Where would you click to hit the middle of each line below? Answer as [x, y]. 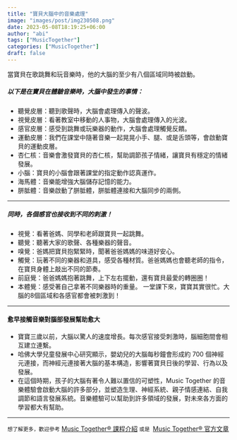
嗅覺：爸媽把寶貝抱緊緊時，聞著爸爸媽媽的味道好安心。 [98, 251]
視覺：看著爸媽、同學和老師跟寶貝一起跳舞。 [83, 233]
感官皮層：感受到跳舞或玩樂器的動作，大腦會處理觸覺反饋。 [104, 129]
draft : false [26, 54]
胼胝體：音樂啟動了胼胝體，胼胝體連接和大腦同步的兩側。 [101, 190]
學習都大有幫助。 [42, 408]
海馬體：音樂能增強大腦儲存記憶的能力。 [76, 182]
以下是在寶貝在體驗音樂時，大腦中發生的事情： [75, 92]
